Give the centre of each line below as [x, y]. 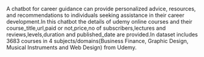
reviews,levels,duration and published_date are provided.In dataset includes [102, 35]
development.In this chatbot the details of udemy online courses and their [100, 22]
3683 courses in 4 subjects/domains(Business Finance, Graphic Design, [97, 41]
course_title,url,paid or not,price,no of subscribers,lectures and [86, 28]
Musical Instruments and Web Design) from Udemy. [71, 47]
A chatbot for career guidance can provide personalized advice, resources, [101, 9]
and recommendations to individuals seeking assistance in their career [96, 15]
